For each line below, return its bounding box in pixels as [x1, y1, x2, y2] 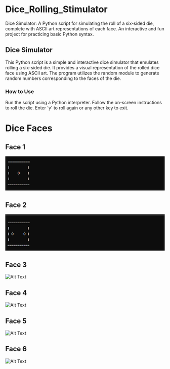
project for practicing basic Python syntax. [5, 31, 94, 37]
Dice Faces [5, 122, 53, 134]
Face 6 [5, 345, 27, 353]
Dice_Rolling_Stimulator [5, 4, 108, 15]
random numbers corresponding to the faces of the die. [5, 75, 121, 81]
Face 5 [5, 316, 27, 325]
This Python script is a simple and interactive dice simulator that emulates [5, 59, 159, 65]
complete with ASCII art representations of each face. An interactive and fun [5, 25, 164, 31]
